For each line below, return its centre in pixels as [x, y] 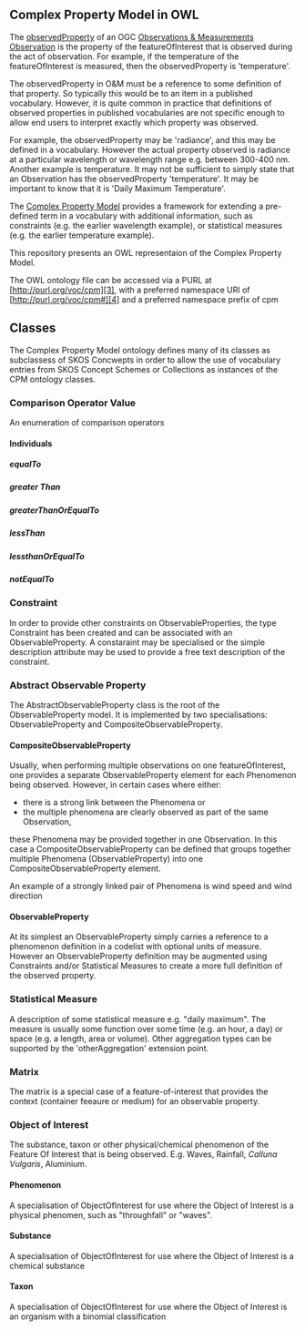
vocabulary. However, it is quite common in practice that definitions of [141, 103]
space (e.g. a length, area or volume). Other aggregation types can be [141, 1039]
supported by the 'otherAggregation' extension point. [109, 1048]
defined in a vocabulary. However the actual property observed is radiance [150, 149]
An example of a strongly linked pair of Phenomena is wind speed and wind [151, 886]
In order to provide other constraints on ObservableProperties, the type [143, 622]
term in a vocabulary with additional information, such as [147, 215]
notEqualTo [32, 578]
